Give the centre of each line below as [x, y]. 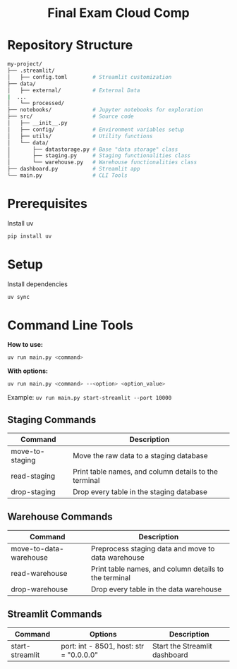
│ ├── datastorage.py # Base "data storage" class [93, 149]
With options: [28, 371]
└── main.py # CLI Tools [68, 176]
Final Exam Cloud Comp [119, 13]
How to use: [25, 345]
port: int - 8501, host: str [103, 646]
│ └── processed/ [36, 104]
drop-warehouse [39, 589]
